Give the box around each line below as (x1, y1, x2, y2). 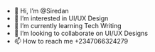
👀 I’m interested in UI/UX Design (14, 14, 109, 22)
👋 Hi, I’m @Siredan (14, 7, 69, 15)
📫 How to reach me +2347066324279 (14, 37, 129, 45)
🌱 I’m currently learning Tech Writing (14, 22, 122, 30)
